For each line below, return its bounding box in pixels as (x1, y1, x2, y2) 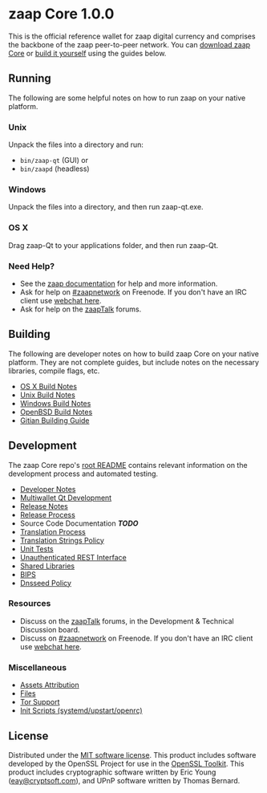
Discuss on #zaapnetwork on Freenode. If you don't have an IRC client (19, 633, 253, 643)
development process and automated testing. (8, 469, 159, 478)
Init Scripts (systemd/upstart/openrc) (19, 706, 143, 715)
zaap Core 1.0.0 (8, 5, 115, 23)
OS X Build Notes (19, 381, 78, 391)
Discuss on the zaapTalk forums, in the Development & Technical (19, 616, 234, 626)
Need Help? (8, 260, 55, 271)
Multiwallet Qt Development (19, 493, 112, 502)
